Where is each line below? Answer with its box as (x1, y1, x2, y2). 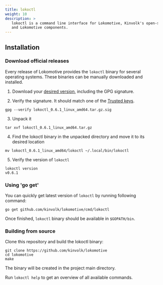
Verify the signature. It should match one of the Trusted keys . (12, 98, 135, 103)
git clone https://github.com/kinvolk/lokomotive (5, 248, 108, 253)
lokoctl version (5, 166, 38, 171)
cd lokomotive (5, 252, 34, 257)
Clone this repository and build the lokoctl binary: (5, 239, 103, 245)
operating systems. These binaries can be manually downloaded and (5, 74, 143, 80)
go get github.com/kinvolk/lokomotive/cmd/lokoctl (5, 207, 110, 212)
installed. (5, 79, 23, 85)
